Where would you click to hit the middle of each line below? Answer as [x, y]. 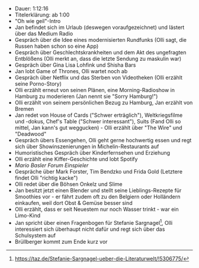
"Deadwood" [31, 134]
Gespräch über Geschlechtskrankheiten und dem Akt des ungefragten [100, 52]
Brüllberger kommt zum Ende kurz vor [61, 241]
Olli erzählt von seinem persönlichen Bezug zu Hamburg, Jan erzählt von [104, 102]
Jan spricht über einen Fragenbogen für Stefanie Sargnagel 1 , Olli [94, 222]
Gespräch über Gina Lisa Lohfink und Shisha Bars [75, 65]
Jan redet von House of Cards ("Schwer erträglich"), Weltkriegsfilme [99, 115]
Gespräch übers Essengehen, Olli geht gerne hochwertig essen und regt [103, 140]
